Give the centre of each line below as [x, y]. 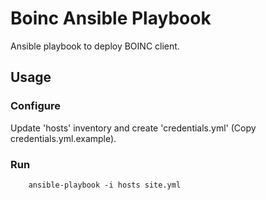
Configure [35, 106]
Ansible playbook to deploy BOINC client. [95, 46]
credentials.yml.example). [63, 138]
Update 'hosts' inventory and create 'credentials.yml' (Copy [133, 128]
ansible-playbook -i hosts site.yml [105, 185]
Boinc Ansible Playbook [111, 18]
